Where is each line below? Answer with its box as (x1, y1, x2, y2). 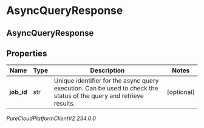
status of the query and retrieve (53, 92, 144, 100)
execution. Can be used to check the (53, 84, 158, 93)
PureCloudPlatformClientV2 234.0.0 (6, 115, 96, 122)
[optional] (166, 88, 195, 96)
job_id (9, 88, 27, 96)
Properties (6, 48, 47, 58)
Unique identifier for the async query (53, 76, 159, 85)
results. (53, 99, 75, 108)
